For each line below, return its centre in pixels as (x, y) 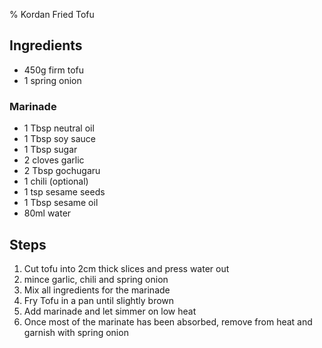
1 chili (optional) (56, 181)
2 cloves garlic (54, 160)
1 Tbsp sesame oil (61, 203)
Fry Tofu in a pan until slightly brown (99, 300)
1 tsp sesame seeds (64, 192)
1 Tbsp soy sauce (59, 139)
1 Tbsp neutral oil (59, 128)
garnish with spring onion (76, 332)
